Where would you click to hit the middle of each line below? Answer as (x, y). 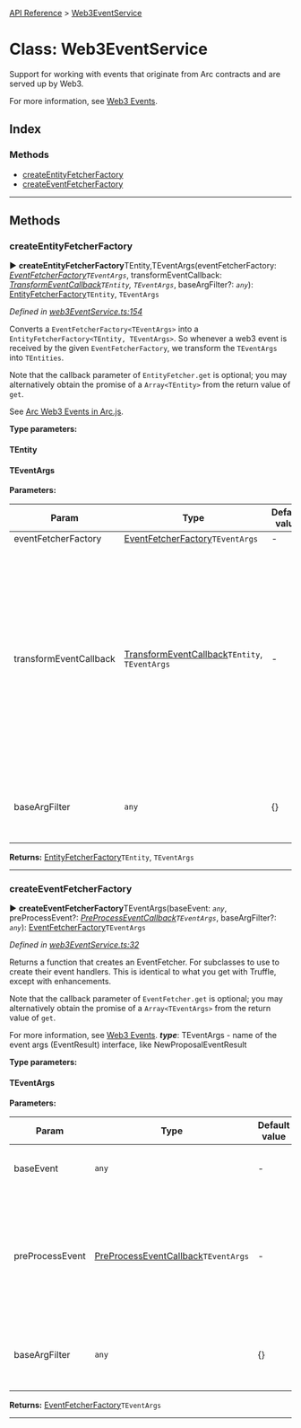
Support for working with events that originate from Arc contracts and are (145, 74)
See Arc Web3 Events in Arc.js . (66, 411)
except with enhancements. (60, 982)
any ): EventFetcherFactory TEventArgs (77, 928)
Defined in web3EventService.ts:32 (74, 945)
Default (274, 1124)
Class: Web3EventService (109, 49)
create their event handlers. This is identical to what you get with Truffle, (143, 972)
